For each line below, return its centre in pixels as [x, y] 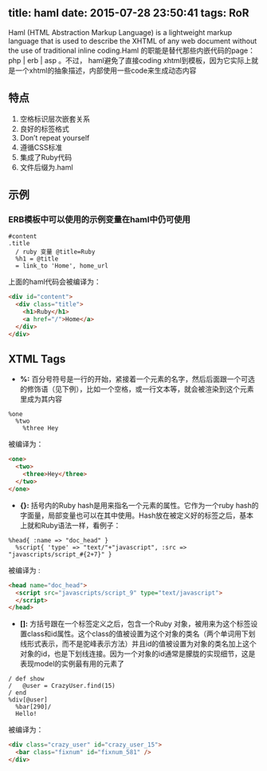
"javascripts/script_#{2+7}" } [60, 554]
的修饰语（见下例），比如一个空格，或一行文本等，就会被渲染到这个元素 [137, 389]
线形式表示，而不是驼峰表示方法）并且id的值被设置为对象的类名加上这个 [138, 644]
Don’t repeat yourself [55, 137]
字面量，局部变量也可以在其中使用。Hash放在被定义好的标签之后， [130, 515]
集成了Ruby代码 [46, 157]
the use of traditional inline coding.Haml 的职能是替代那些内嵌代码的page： [132, 50]
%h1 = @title [37, 259]
